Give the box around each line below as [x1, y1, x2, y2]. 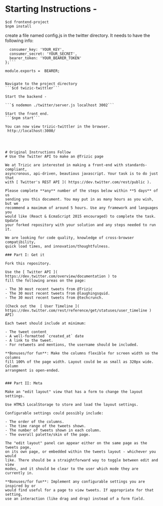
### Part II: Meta [5, 380, 42, 386]
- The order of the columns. [5, 419, 64, 424]
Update [5, 218, 19, 223]
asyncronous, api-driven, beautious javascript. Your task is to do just [5, 171, 159, 176]
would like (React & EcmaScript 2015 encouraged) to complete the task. [5, 214, 156, 219]
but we [5, 201, 19, 206]
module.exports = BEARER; [5, 68, 60, 73]
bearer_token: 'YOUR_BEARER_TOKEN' [9, 55, 82, 61]
